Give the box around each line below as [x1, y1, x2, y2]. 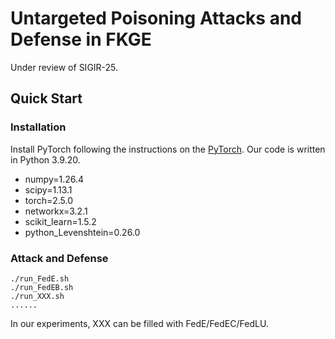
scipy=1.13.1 [24, 183, 73, 196]
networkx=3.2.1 [24, 205, 88, 217]
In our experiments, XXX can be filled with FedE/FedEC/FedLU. [10, 317, 269, 329]
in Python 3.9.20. [10, 153, 81, 166]
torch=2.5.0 [24, 194, 74, 206]
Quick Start [10, 90, 83, 107]
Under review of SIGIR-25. [10, 61, 119, 73]
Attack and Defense [10, 251, 109, 265]
